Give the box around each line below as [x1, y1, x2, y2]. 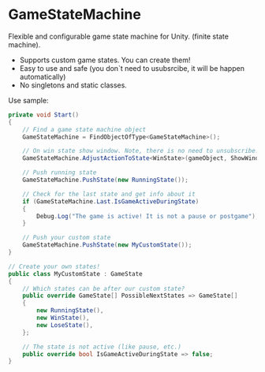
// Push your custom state [22, 234, 111, 242]
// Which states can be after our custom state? [22, 285, 185, 292]
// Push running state [22, 169, 97, 177]
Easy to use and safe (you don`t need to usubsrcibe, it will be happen [19, 63, 244, 73]
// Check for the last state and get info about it [22, 190, 196, 198]
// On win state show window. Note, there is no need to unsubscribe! [22, 147, 259, 155]
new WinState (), [36, 314, 90, 322]
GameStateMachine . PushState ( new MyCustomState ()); [22, 241, 192, 249]
